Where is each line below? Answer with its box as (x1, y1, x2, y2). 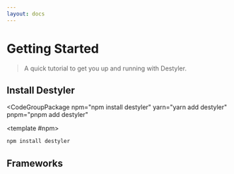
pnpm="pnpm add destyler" (6, 111, 89, 119)
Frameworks (6, 157, 64, 169)
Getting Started (6, 40, 100, 56)
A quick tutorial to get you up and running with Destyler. (23, 64, 187, 73)
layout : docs (6, 10, 45, 18)
